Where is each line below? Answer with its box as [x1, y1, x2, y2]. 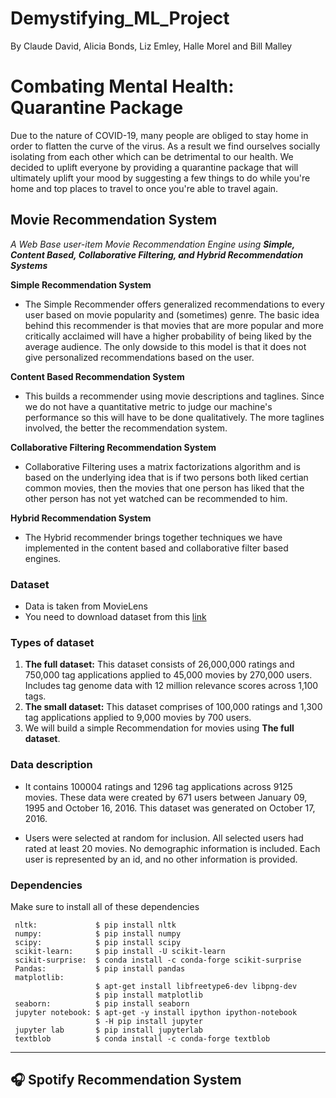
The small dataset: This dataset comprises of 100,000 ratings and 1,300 [24, 701, 323, 713]
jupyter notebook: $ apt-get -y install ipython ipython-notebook [14, 1007, 298, 1017]
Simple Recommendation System [10, 278, 152, 291]
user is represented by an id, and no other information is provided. [24, 853, 298, 865]
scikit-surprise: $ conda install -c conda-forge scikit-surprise [14, 955, 302, 965]
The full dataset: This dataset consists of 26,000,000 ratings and [24, 658, 295, 671]
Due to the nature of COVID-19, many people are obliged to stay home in [10, 129, 309, 141]
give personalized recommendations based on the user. [24, 351, 255, 363]
